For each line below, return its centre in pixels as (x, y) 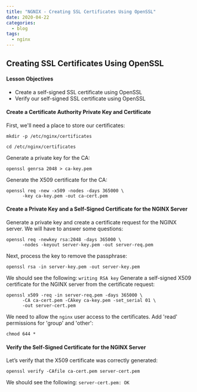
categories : (21, 23)
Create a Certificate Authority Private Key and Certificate (79, 112)
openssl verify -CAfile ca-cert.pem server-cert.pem (73, 371)
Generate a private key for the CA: (48, 158)
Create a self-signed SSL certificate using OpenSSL (79, 92)
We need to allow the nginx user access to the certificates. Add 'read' (92, 317)
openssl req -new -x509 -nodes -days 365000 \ (65, 191)
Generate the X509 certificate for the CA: (57, 180)
